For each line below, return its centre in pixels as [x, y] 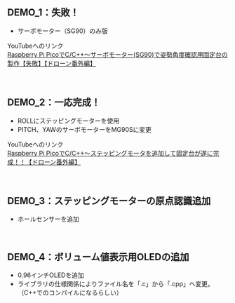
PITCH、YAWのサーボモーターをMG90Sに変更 [85, 129]
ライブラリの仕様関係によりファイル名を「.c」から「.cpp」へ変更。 [115, 284]
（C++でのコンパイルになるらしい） [70, 292]
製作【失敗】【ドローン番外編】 [52, 63]
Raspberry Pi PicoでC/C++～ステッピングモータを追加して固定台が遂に [110, 153]
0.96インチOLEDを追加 [51, 275]
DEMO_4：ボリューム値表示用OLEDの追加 [98, 257]
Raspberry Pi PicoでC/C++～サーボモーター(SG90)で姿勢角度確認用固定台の [117, 54]
